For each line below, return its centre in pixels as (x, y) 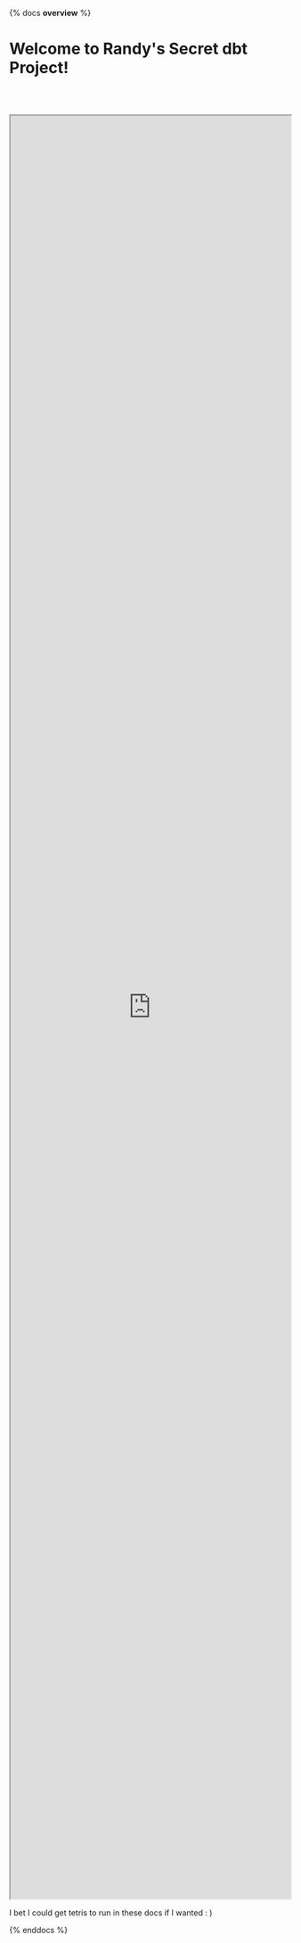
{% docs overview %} (50, 13)
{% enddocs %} (39, 1930)
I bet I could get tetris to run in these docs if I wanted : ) (111, 1913)
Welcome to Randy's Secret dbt (128, 49)
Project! (39, 68)
